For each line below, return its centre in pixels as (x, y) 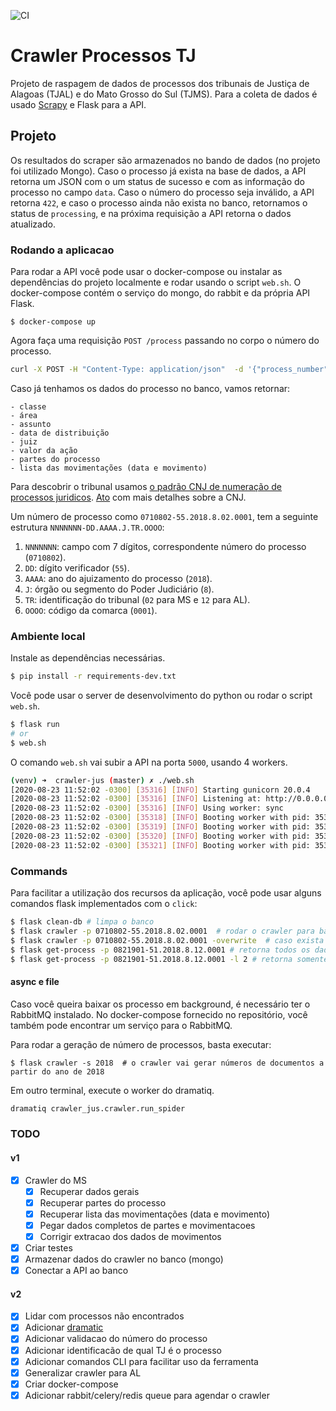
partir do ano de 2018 (57, 1071)
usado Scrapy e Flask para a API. (78, 104)
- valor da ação (44, 450)
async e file (35, 981)
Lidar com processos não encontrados (104, 1316)
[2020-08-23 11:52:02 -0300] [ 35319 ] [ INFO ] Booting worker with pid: (160, 827)
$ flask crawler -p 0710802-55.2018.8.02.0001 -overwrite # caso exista (167, 940)
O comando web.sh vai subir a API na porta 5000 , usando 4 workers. (149, 762)
